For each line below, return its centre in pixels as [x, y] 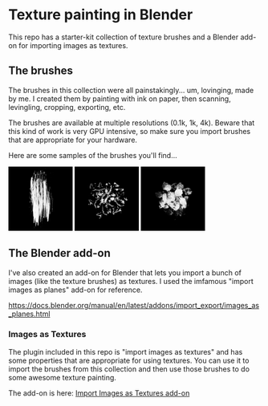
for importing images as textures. [73, 45]
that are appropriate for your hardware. [73, 140]
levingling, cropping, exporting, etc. [67, 107]
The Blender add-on [59, 253]
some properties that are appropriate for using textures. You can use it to [129, 360]
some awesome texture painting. [62, 377]
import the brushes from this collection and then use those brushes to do [129, 369]
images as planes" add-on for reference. [75, 290]
